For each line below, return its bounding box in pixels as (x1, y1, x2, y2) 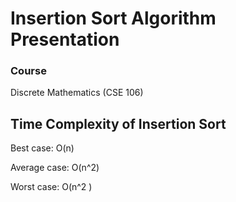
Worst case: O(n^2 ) (10, 181, 93, 193)
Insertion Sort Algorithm (10, 7, 217, 30)
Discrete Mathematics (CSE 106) (10, 87, 144, 99)
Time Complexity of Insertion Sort (10, 115, 227, 132)
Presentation (10, 28, 120, 51)
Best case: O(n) (10, 142, 75, 154)
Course (10, 64, 47, 78)
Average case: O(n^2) (10, 162, 100, 174)
